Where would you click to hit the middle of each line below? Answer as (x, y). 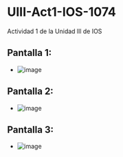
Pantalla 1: (30, 53)
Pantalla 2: (30, 92)
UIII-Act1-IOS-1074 (62, 12)
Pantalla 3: (30, 130)
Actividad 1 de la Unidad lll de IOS (55, 31)
